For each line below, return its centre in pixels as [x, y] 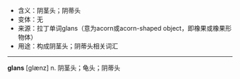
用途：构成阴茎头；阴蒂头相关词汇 [68, 46]
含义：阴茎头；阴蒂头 [49, 10]
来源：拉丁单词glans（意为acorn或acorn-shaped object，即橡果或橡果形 [125, 28]
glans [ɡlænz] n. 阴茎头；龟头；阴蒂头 [64, 68]
